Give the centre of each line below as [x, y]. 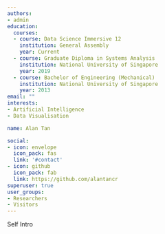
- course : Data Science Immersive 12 [67, 39]
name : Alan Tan [29, 128]
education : [23, 26]
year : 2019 [35, 71]
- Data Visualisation [38, 116]
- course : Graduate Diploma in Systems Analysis [84, 58]
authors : [20, 13]
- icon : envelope [32, 147]
